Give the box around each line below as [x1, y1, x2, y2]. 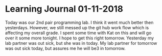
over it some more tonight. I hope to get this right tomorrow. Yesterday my [5, 35, 154, 41]
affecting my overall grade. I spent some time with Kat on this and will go [5, 30, 152, 36]
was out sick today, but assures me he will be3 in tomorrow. [5, 45, 126, 51]
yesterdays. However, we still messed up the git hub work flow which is [5, 24, 149, 30]
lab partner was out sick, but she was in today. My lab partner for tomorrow [5, 40, 158, 46]
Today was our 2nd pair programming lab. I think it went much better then [5, 19, 154, 25]
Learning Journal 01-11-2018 [5, 3, 123, 15]
